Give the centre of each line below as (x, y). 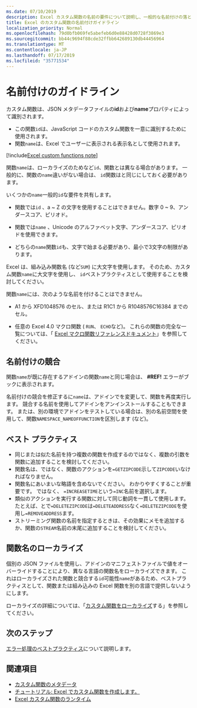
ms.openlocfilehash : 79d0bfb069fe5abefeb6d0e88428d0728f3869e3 (85, 34)
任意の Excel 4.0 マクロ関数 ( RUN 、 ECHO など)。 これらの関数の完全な (98, 327)
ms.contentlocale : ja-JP (36, 50)
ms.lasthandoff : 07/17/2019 (41, 55)
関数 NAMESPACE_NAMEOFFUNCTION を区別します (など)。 (89, 419)
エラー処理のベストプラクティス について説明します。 (70, 649)
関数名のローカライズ (45, 548)
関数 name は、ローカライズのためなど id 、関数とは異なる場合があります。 (94, 168)
